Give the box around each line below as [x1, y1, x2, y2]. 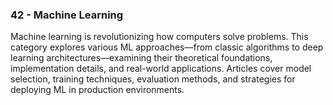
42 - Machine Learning [10, 8, 124, 22]
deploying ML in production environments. [10, 84, 185, 96]
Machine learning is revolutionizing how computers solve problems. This [10, 31, 309, 43]
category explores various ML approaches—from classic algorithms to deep [10, 41, 324, 53]
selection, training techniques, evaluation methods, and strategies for [10, 73, 296, 85]
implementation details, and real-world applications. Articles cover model [10, 63, 312, 75]
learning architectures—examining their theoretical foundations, [10, 52, 273, 64]
